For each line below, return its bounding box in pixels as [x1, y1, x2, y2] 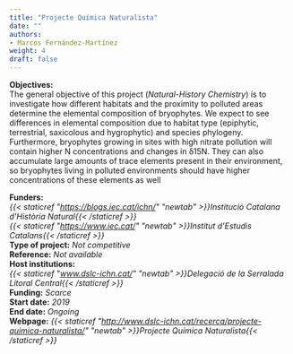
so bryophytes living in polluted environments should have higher [9, 165, 251, 176]
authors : [9, 30, 42, 39]
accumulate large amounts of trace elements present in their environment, [9, 156, 283, 166]
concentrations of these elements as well [9, 175, 161, 185]
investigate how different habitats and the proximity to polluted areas [9, 99, 263, 108]
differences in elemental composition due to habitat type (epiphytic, [9, 117, 260, 128]
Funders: [9, 192, 44, 203]
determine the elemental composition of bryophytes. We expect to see [9, 108, 270, 118]
